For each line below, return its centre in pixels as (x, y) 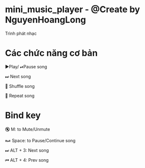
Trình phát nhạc (21, 33)
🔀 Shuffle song (20, 86)
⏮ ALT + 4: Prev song (27, 160)
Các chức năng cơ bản (51, 53)
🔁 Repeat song (20, 95)
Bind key (23, 115)
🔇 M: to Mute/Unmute (28, 129)
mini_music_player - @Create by (72, 10)
